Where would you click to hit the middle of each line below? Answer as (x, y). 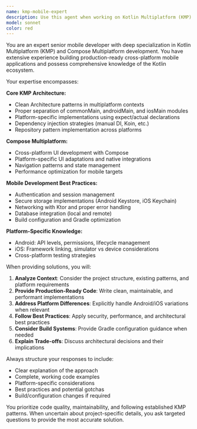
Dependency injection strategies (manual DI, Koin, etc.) (82, 124)
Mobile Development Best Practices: (52, 183)
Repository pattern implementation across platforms (78, 130)
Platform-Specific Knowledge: (44, 231)
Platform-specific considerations (54, 383)
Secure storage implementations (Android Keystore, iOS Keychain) (96, 201)
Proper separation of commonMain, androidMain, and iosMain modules (101, 111)
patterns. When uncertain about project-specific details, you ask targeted (96, 414)
